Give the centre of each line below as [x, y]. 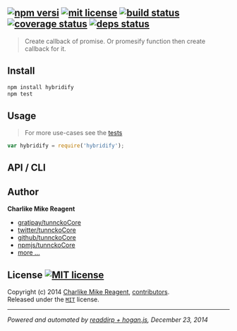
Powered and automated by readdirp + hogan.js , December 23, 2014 [108, 320]
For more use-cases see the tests [73, 133]
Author [23, 192]
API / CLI [26, 168]
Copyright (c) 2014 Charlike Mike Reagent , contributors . [89, 292]
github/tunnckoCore [47, 238]
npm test [20, 94]
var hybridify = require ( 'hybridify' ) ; [66, 146]
